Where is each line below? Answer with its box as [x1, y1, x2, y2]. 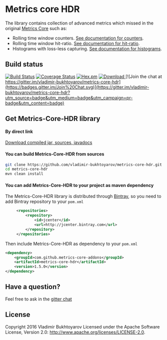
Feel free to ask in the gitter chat [5, 296, 72, 302]
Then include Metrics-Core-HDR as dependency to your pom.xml [5, 240, 138, 246]
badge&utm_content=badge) [5, 100, 64, 106]
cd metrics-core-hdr [5, 166, 48, 172]
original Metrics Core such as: [5, 25, 67, 31]
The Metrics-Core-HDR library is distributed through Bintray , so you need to [5, 193, 161, 199]
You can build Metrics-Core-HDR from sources [5, 151, 104, 157]
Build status [5, 60, 43, 68]
